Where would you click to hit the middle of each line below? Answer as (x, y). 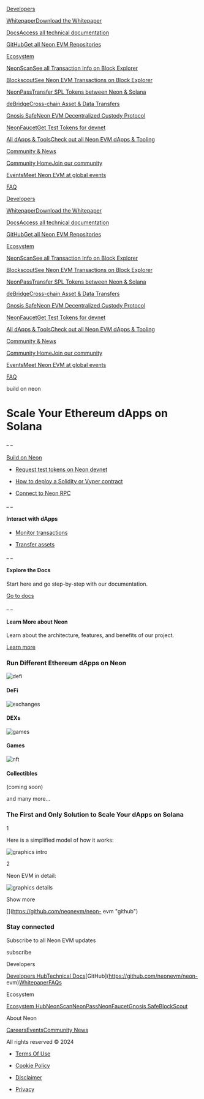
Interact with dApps (32, 519)
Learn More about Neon (37, 622)
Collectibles (22, 773)
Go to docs (20, 595)
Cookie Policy (32, 1065)
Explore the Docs (28, 570)
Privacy (25, 1089)
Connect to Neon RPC (43, 493)
